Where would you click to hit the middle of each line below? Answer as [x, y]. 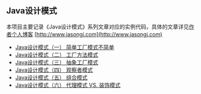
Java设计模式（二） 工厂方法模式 [57, 55]
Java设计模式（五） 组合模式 [51, 77]
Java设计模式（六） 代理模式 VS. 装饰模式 [68, 85]
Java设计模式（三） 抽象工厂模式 [57, 62]
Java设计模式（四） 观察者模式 [54, 70]
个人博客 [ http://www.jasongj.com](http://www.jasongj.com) [87, 34]
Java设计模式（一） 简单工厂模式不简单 [65, 47]
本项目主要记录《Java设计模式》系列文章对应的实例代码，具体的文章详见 [98, 27]
